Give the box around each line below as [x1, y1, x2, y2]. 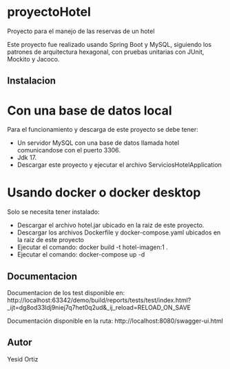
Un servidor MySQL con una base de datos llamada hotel [17, 139, 180, 147]
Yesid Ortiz [7, 355, 39, 363]
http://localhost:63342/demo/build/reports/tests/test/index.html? [7, 296, 191, 304]
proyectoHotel [7, 4, 92, 20]
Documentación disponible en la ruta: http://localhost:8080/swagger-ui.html [7, 317, 224, 325]
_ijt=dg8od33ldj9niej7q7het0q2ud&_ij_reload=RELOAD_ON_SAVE [7, 303, 191, 312]
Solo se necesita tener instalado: [7, 208, 100, 216]
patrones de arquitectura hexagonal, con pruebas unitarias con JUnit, [7, 48, 205, 56]
